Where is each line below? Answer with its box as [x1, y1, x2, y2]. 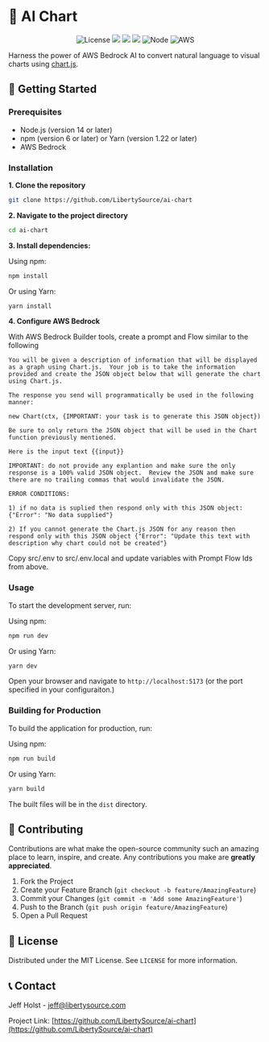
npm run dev [8, 631, 48, 639]
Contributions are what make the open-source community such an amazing [8, 844, 259, 854]
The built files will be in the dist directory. [8, 799, 147, 808]
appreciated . [8, 861, 52, 870]
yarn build [8, 784, 45, 792]
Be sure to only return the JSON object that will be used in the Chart [8, 427, 258, 435]
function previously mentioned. [8, 434, 117, 442]
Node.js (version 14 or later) [19, 125, 113, 134]
